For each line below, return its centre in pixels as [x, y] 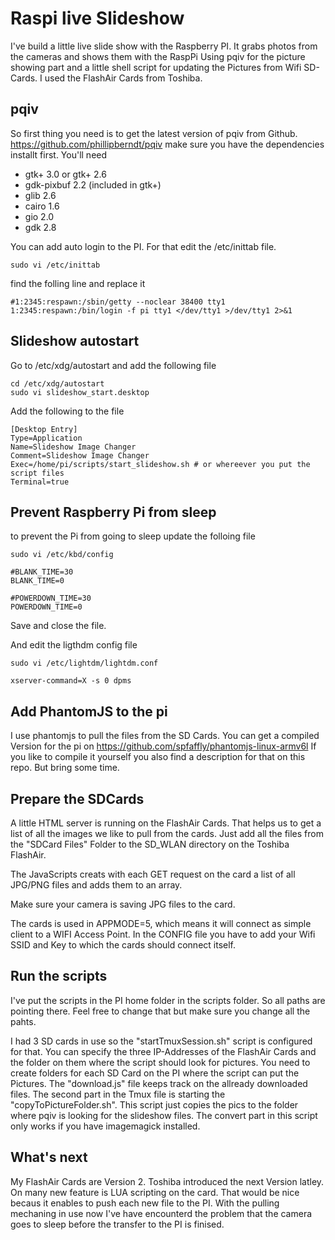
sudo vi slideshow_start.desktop [80, 392]
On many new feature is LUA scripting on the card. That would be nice [155, 1192]
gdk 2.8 [40, 227]
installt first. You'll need [59, 154]
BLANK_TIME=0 [37, 581]
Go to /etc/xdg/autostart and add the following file [113, 365]
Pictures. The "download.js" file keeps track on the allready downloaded [159, 1083]
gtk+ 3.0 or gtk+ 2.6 [65, 174]
